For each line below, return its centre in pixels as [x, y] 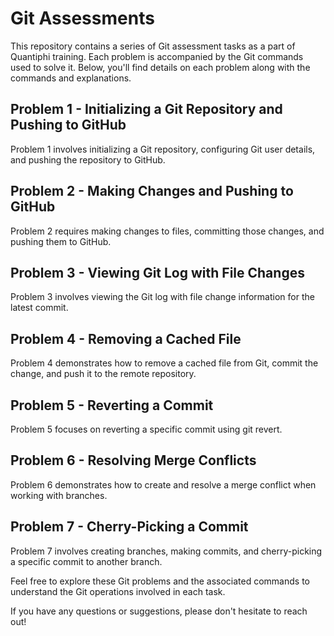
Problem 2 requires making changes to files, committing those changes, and [167, 231]
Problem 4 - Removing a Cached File [126, 338]
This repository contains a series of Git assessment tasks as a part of [153, 46]
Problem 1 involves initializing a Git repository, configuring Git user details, [163, 149]
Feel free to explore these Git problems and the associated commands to [160, 581]
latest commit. [39, 308]
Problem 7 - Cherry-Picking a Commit [129, 527]
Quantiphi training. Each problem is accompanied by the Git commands [157, 56]
